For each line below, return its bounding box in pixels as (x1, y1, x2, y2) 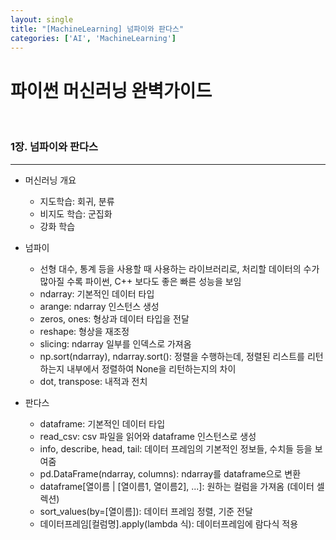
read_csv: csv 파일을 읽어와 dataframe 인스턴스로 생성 (39, 430, 257, 442)
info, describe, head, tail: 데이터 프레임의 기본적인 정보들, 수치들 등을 (39, 442, 313, 455)
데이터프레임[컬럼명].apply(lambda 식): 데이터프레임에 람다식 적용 (39, 517, 299, 530)
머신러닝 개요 (24, 174, 77, 186)
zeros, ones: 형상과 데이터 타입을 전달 (39, 312, 190, 325)
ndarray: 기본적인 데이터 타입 (39, 287, 155, 300)
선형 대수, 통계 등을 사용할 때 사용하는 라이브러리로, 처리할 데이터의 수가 (39, 262, 320, 275)
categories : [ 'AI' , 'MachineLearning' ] (10, 33, 177, 43)
